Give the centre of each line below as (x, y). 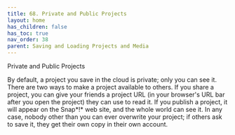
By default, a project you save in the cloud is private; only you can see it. (112, 80)
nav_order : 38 (28, 40)
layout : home (26, 20)
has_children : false (38, 27)
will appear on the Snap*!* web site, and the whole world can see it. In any (115, 109)
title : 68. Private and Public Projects (67, 14)
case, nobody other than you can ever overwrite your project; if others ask (115, 117)
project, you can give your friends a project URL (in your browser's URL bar (116, 94)
